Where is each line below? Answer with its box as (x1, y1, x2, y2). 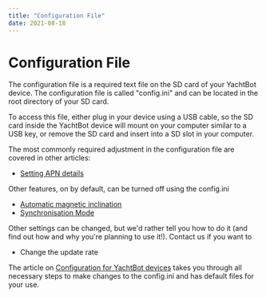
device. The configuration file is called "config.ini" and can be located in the (8, 89, 259, 98)
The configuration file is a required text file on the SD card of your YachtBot (8, 80, 257, 89)
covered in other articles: (8, 153, 91, 163)
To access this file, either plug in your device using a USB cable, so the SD (8, 113, 254, 122)
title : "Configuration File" (8, 11, 105, 20)
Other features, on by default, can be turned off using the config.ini (8, 184, 230, 194)
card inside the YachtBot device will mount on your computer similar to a (8, 121, 247, 130)
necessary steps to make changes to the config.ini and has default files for (8, 271, 254, 281)
